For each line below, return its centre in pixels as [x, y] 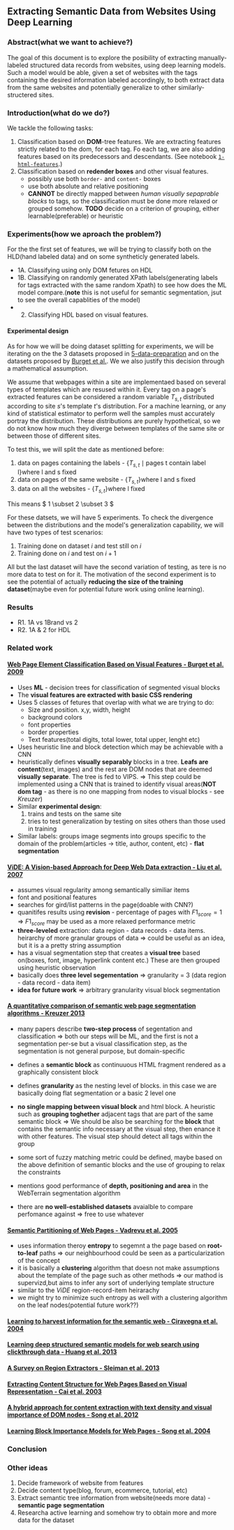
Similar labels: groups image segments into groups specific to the [111, 836]
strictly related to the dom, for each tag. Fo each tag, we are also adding [121, 149]
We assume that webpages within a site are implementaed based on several [117, 382]
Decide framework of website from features [80, 1483]
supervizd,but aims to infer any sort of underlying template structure [116, 1283]
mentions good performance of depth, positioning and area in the [113, 1186]
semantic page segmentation [61, 1506]
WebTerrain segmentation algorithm [69, 1193]
